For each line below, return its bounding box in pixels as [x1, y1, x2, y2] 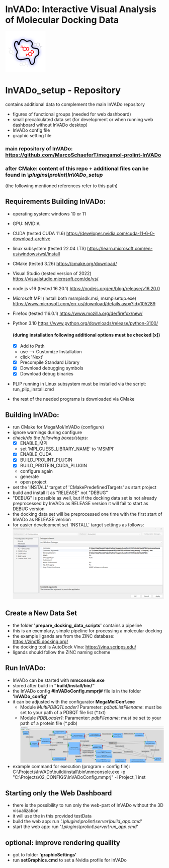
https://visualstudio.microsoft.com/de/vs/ [12, 276, 99, 282]
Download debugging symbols [20, 365, 84, 371]
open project [20, 479, 47, 485]
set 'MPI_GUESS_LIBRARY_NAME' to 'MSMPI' [20, 446, 115, 452]
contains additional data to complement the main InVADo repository [5, 101, 145, 107]
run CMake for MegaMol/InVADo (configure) [12, 424, 105, 430]
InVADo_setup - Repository [5, 85, 121, 96]
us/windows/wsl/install [12, 251, 60, 257]
